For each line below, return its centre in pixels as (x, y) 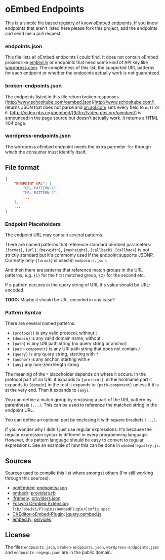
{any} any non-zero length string (45, 365)
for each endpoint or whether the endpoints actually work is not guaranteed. (83, 73)
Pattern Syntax (23, 312)
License (18, 535)
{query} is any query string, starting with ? (55, 354)
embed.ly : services (32, 519)
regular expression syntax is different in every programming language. (77, 435)
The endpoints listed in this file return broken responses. (62, 97)
